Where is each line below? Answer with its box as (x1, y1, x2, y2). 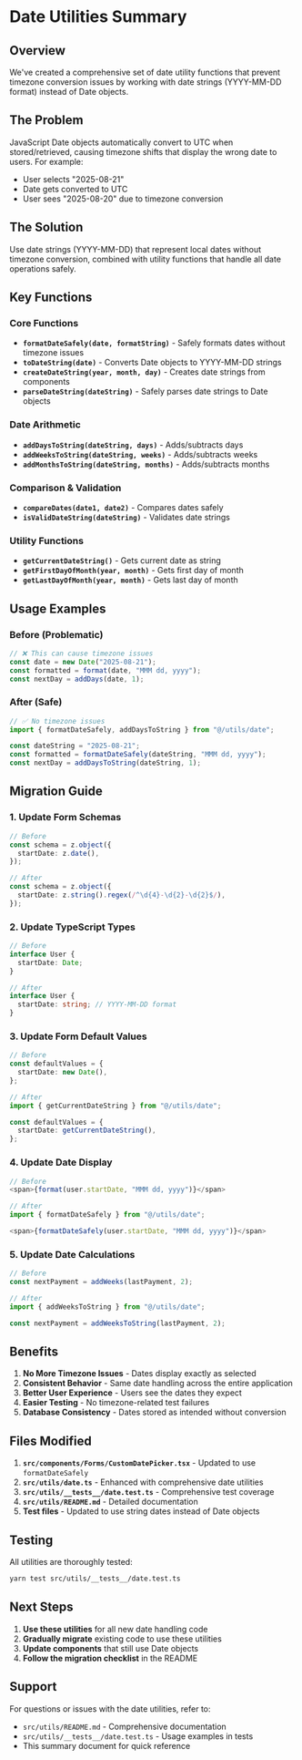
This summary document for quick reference (22, 1740, 191, 1751)
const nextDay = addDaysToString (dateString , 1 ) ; (9, 758, 202, 767)
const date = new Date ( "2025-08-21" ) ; (9, 657, 156, 666)
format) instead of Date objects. (9, 87, 129, 97)
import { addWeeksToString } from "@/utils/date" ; (9, 1302, 206, 1312)
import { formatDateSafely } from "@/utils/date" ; (9, 1210, 206, 1220)
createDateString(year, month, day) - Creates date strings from (22, 366, 266, 377)
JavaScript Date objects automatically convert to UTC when (9, 137, 234, 148)
